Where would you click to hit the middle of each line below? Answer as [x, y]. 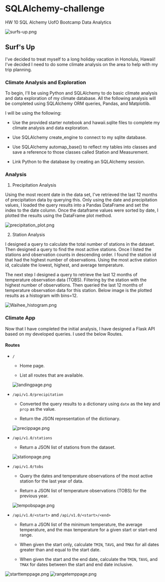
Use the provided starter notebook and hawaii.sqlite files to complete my [86, 123]
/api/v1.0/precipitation [38, 394]
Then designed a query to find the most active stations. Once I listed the [78, 250]
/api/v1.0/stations [32, 438]
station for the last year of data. [51, 481]
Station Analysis [29, 235]
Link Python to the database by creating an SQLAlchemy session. [79, 162]
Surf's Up [20, 47]
